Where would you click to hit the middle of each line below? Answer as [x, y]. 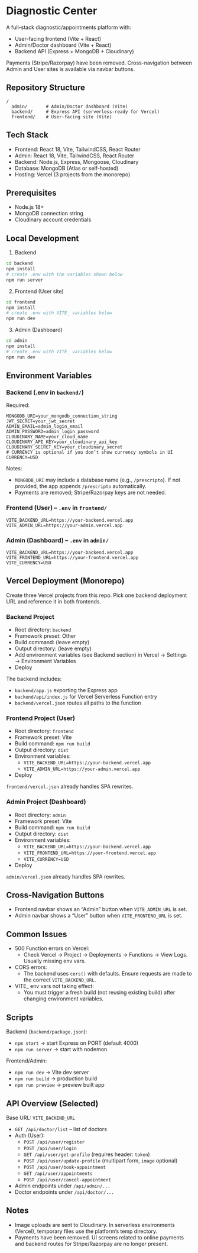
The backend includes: [34, 679]
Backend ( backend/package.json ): [47, 1032]
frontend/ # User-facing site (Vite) [62, 117]
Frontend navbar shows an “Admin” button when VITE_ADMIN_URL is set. [101, 909]
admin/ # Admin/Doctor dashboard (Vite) [70, 106]
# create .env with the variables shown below [64, 274]
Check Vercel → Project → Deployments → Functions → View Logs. [106, 955]
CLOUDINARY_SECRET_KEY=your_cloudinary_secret [64, 447]
